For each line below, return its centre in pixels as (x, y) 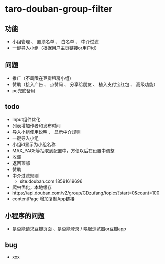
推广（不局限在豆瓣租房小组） (43, 78)
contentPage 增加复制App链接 (43, 199)
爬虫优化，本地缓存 (32, 187)
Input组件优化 (26, 119)
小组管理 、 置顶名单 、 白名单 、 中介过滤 (55, 42)
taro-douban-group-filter (59, 9)
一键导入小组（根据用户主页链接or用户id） (56, 48)
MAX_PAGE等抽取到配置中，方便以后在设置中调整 (63, 150)
